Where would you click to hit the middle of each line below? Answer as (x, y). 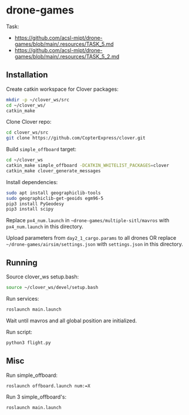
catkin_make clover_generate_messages (53, 171)
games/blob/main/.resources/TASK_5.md (64, 44)
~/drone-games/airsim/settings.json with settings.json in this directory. (95, 244)
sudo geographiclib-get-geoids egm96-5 (55, 198)
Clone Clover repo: (29, 122)
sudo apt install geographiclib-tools (53, 193)
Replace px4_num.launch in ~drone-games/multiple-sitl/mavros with (88, 220)
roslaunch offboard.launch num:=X (48, 386)
